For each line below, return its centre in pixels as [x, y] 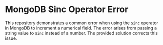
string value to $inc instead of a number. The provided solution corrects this [81, 33]
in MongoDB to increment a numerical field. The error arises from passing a [81, 28]
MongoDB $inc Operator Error [67, 9]
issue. [11, 38]
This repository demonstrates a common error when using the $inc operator [82, 23]
